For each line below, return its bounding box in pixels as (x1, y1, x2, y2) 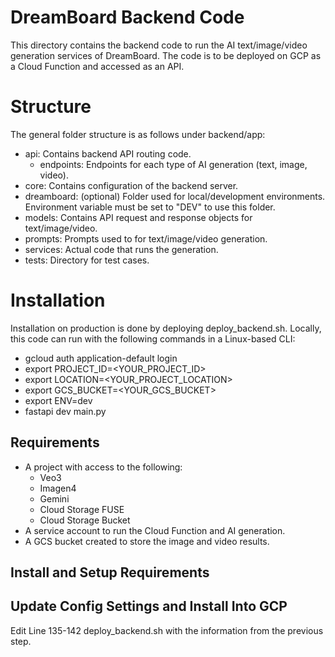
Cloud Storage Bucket (39, 514, 131, 526)
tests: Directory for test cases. (24, 254, 150, 266)
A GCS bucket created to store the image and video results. (24, 535, 270, 547)
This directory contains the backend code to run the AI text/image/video (10, 39, 308, 51)
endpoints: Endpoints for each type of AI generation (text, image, (39, 158, 308, 170)
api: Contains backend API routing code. (24, 147, 192, 160)
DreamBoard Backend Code (10, 6, 245, 29)
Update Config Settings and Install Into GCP (10, 598, 288, 615)
